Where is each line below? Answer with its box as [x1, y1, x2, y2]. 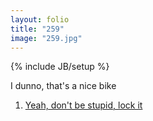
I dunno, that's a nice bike [10, 80, 117, 92]
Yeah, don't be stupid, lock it [24, 99, 143, 111]
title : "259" [10, 24, 65, 34]
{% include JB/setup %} [10, 61, 110, 73]
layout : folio [10, 14, 70, 25]
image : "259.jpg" [10, 33, 83, 43]
